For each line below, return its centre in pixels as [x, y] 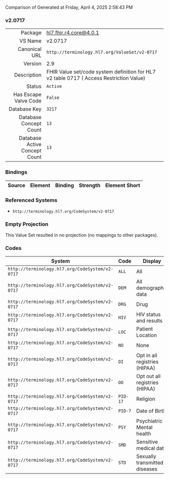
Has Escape [27, 94]
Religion [146, 399]
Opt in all [147, 355]
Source [17, 185]
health [144, 434]
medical [145, 448]
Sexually [146, 456]
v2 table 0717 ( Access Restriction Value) [96, 78]
